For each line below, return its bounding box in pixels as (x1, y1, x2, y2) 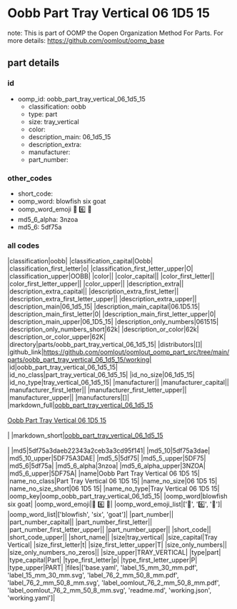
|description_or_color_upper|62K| (7, 333, 106, 341)
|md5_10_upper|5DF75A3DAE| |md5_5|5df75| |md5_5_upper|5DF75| (7, 454, 206, 463)
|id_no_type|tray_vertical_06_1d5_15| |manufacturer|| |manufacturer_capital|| (7, 378, 230, 387)
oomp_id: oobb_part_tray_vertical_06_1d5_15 (17, 94, 146, 103)
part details (7, 57, 60, 69)
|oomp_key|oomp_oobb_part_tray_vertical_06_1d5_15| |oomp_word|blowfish (7, 492, 228, 500)
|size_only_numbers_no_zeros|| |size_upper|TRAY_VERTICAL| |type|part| (7, 548, 221, 557)
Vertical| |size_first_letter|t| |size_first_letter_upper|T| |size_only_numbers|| (7, 540, 227, 549)
